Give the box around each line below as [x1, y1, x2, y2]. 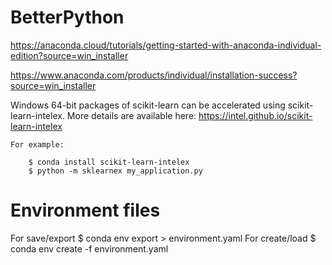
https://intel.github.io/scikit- [198, 109, 313, 121]
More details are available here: [66, 109, 197, 121]
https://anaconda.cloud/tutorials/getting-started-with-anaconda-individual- [10, 39, 322, 51]
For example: [10, 139, 65, 150]
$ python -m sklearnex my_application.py [28, 166, 203, 176]
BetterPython [10, 6, 125, 29]
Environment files [10, 199, 161, 222]
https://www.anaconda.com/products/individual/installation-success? [10, 69, 298, 81]
